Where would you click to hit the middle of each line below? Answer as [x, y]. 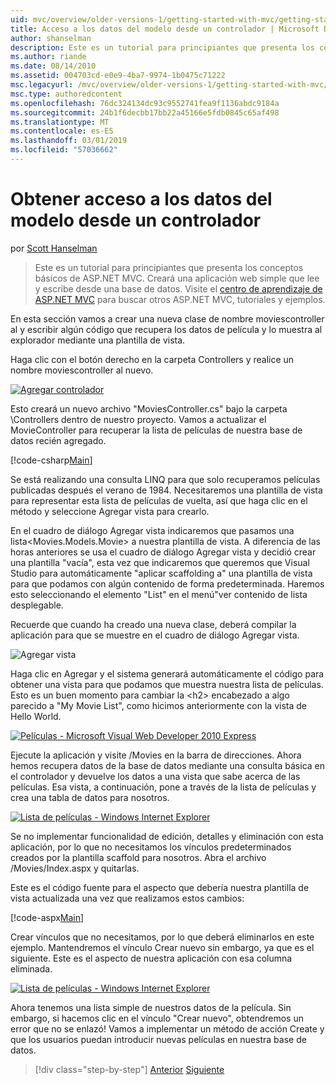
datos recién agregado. [58, 440]
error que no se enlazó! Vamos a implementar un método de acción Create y [167, 1028]
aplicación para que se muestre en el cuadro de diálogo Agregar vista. [155, 635]
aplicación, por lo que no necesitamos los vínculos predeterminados [151, 847]
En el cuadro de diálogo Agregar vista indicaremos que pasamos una [152, 530]
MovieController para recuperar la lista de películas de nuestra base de [156, 430]
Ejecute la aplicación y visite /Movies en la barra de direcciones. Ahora [156, 755]
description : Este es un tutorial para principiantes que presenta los [162, 47]
